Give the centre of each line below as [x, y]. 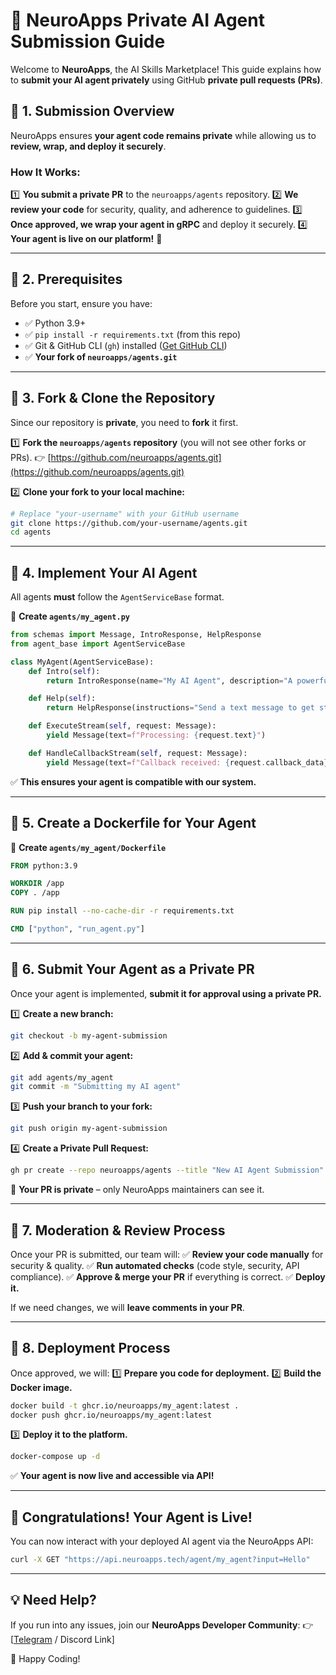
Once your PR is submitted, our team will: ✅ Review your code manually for [167, 1254]
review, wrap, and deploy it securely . [88, 146]
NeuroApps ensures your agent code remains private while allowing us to [163, 135]
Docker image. [41, 1387]
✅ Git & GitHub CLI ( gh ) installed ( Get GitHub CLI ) [126, 345]
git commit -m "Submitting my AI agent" [96, 1087]
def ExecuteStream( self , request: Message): [122, 726]
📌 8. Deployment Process [90, 1348]
